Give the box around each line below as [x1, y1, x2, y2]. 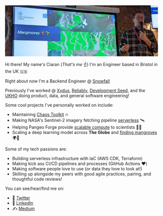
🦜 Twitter [12, 195, 31, 200]
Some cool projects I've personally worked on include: [5, 102, 114, 108]
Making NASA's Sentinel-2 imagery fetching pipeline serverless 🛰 [12, 117, 145, 123]
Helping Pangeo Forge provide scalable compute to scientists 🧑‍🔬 [12, 124, 142, 130]
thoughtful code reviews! [12, 176, 62, 182]
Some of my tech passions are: [5, 146, 67, 152]
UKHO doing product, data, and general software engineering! [5, 93, 130, 99]
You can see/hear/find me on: [5, 185, 65, 191]
